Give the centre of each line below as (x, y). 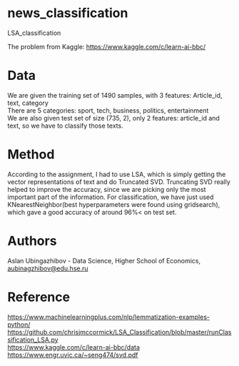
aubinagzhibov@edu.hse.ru (48, 268)
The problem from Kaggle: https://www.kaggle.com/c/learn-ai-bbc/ (107, 46)
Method (31, 154)
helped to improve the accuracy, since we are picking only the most (107, 189)
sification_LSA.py (33, 340)
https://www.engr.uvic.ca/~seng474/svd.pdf (73, 355)
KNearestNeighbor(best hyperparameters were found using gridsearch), (114, 204)
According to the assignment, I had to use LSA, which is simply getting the (117, 174)
